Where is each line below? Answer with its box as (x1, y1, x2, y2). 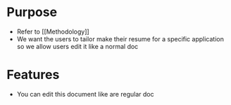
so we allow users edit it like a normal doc (16, 42, 139, 50)
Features (6, 67, 60, 83)
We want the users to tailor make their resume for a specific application (16, 34, 225, 43)
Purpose (6, 4, 58, 20)
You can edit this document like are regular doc (16, 90, 154, 98)
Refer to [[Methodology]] (16, 27, 89, 36)
